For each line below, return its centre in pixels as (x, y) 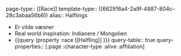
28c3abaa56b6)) (27, 15)
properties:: (29, 46)
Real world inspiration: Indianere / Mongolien (71, 33)
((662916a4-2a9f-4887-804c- (137, 9)
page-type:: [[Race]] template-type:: (51, 9)
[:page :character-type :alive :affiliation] (95, 46)
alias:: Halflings (68, 15)
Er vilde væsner (34, 27)
